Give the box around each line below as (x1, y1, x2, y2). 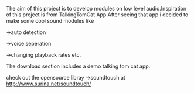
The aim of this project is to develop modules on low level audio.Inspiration (6, 5, 187, 12)
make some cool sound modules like (6, 18, 94, 24)
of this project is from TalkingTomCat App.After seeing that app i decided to (6, 11, 189, 18)
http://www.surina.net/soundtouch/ (6, 80, 91, 87)
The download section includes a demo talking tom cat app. (6, 63, 151, 70)
